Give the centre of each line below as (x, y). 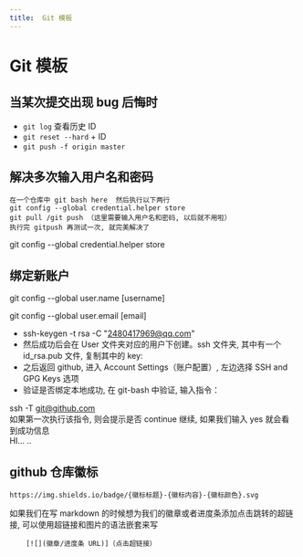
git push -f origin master (74, 147)
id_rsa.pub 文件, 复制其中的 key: (83, 356)
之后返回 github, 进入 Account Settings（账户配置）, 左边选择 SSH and (155, 367)
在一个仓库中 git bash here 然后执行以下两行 (90, 200)
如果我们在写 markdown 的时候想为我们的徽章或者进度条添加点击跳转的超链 (151, 513)
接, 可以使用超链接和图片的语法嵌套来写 (84, 525)
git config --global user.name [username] (88, 299)
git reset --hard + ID (64, 136)
